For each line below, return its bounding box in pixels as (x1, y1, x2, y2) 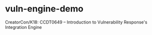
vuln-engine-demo (5, 3, 84, 14)
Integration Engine (5, 24, 43, 30)
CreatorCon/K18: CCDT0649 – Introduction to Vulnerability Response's (5, 19, 148, 25)
